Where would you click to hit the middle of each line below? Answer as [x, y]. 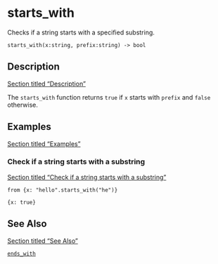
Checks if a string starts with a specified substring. [81, 32]
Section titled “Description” [47, 84]
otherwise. [23, 105]
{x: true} [22, 202]
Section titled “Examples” [44, 144]
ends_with [22, 253]
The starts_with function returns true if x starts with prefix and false [109, 97]
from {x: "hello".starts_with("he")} [63, 190]
